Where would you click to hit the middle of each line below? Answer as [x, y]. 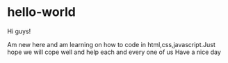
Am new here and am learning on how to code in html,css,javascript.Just [111, 44]
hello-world [42, 12]
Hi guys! [19, 31]
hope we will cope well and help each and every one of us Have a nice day [114, 52]
